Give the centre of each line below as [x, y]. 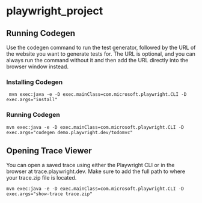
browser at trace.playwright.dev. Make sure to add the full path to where [96, 171]
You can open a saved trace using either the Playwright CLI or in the [90, 165]
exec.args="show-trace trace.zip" [50, 194]
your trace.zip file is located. [41, 178]
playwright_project [55, 11]
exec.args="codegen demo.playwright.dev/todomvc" [70, 132]
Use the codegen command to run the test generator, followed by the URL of [101, 47]
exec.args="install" [32, 100]
